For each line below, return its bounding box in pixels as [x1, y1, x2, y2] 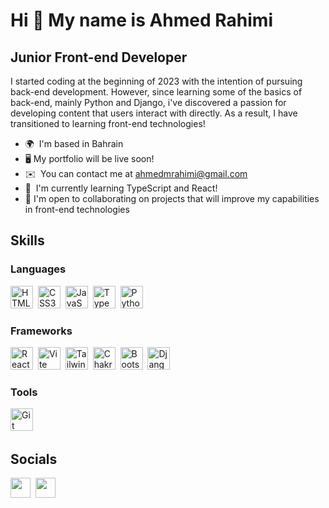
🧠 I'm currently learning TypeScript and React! [24, 182, 218, 194]
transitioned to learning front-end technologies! [10, 118, 206, 129]
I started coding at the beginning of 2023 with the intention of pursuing [10, 75, 303, 87]
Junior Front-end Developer [10, 49, 188, 66]
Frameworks [10, 324, 73, 338]
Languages [10, 262, 67, 276]
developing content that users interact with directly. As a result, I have [10, 107, 298, 119]
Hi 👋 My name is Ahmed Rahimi [10, 9, 273, 32]
